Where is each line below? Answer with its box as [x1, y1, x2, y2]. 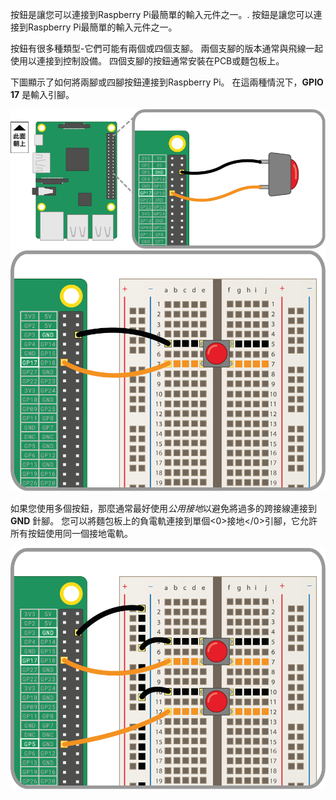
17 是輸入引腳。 [10, 89, 75, 100]
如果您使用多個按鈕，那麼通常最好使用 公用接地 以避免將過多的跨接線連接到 [10, 503, 317, 515]
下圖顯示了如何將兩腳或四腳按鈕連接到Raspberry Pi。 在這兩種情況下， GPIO [10, 76, 324, 88]
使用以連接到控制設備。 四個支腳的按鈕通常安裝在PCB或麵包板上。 [10, 55, 285, 67]
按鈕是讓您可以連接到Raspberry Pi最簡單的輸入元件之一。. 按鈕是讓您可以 [10, 9, 314, 20]
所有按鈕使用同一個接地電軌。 [10, 528, 133, 540]
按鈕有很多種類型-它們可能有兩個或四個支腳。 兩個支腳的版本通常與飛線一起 [10, 43, 324, 54]
